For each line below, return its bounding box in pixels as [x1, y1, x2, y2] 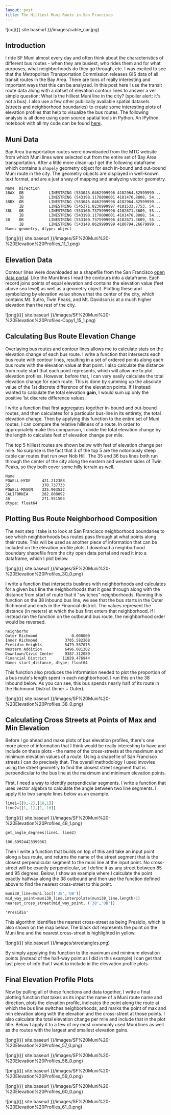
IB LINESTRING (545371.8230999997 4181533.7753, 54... [18, 204, 161, 209]
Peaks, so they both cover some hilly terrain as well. [5, 464, 115, 470]
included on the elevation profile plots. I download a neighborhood [5, 544, 145, 550]
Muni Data [5, 135, 39, 144]
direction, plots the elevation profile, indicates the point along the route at [5, 1000, 160, 1006]
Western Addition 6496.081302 [5, 647, 90, 652]
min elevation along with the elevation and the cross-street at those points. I [5, 1011, 165, 1017]
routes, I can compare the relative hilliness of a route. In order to [5, 421, 140, 427]
